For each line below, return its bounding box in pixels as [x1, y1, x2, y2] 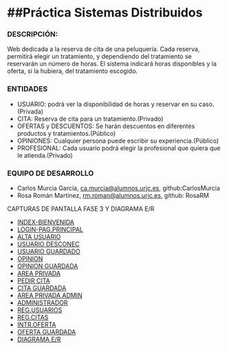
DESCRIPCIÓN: [7, 30, 58, 39]
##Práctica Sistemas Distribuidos [7, 5, 203, 21]
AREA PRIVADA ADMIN [17, 291, 83, 300]
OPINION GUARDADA [17, 262, 78, 270]
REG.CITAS [17, 313, 49, 322]
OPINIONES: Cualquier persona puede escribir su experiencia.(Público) [17, 136, 219, 145]
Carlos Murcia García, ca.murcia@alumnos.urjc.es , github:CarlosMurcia [17, 184, 220, 192]
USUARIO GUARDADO [17, 247, 80, 256]
